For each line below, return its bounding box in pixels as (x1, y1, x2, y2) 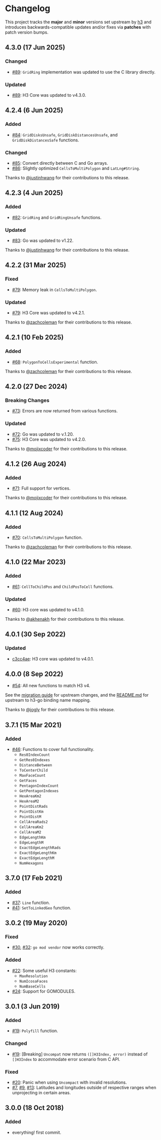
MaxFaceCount (19, 773, 46, 778)
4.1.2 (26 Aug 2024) (5, 459, 67, 468)
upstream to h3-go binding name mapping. (5, 698, 91, 703)
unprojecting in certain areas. (12, 1090, 71, 1096)
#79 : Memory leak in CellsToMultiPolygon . (12, 287, 97, 292)
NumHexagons (19, 861, 44, 866)
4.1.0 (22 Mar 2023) (5, 558, 66, 566)
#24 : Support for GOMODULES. (12, 988, 76, 994)
